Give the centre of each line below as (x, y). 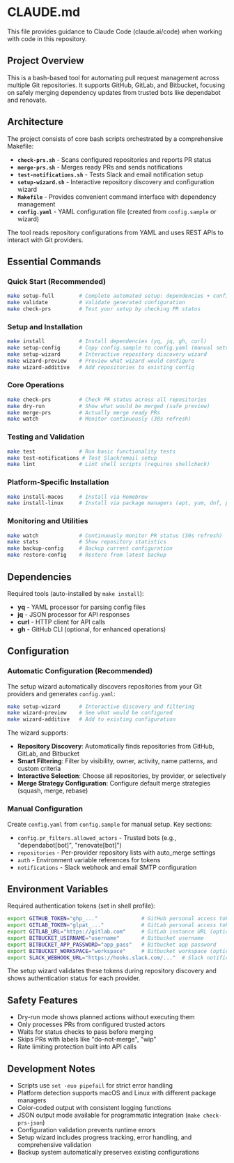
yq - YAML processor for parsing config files (81, 607)
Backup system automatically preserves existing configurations (108, 1153)
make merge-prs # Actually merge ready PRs (84, 412)
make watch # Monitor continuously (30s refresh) (99, 419)
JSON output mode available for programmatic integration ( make (109, 1115)
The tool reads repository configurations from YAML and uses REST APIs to (116, 232)
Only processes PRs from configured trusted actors (91, 1025)
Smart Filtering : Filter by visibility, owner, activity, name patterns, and (117, 761)
